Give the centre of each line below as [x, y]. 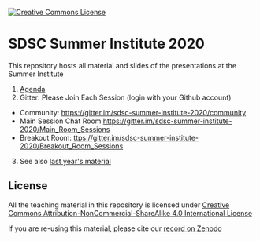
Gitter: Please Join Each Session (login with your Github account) [125, 97]
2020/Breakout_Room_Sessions [71, 146]
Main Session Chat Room [60, 121]
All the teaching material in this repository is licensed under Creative [119, 205]
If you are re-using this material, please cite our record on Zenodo [115, 228]
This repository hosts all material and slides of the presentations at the [123, 65]
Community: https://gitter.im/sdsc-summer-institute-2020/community [133, 112]
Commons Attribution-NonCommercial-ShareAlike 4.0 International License [130, 213]
